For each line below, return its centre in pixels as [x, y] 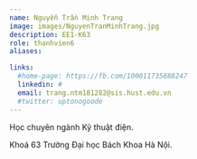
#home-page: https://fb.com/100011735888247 [103, 76]
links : [22, 68]
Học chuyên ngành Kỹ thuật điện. [71, 126]
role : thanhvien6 [42, 43]
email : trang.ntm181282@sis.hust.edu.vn [94, 93]
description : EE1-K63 [50, 34]
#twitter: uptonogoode [60, 101]
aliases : [26, 51]
